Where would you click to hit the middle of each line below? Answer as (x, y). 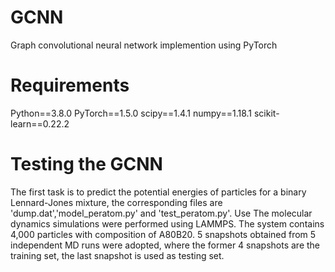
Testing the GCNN (86, 164)
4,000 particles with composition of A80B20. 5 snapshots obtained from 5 (163, 234)
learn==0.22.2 (40, 123)
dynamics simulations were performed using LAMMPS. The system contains (167, 223)
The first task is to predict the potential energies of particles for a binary (158, 192)
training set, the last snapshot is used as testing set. (117, 255)
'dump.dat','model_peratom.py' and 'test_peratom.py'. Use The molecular (161, 213)
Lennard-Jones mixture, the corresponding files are (116, 202)
